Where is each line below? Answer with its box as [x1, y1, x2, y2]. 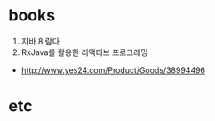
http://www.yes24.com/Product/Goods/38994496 [20, 64, 206, 76]
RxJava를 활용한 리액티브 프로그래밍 [20, 46, 148, 58]
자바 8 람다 [20, 36, 60, 46]
